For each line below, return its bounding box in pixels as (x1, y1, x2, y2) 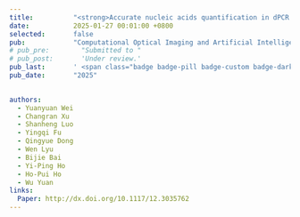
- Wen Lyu (17, 145, 54, 154)
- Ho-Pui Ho (17, 170, 62, 179)
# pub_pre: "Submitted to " (9, 46, 142, 55)
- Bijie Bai (17, 153, 62, 162)
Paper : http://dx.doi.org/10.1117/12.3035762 (17, 195, 190, 204)
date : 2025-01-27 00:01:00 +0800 (9, 21, 174, 30)
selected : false (9, 29, 94, 38)
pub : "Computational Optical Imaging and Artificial (9, 37, 254, 47)
